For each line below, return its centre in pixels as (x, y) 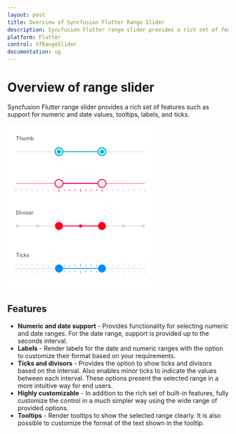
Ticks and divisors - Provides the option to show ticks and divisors (114, 363)
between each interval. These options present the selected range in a (118, 378)
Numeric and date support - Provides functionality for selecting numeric (123, 326)
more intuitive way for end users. (65, 386)
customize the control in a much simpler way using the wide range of (117, 400)
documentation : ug (34, 52)
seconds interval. (42, 341)
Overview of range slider (81, 87)
